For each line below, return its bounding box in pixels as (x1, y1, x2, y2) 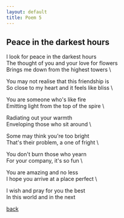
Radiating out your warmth (6, 114, 73, 121)
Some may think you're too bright (6, 132, 90, 140)
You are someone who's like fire (6, 96, 86, 103)
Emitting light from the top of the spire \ (6, 103, 105, 110)
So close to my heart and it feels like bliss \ (6, 84, 113, 92)
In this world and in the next (6, 194, 76, 201)
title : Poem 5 (6, 15, 42, 21)
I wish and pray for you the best (6, 187, 86, 194)
